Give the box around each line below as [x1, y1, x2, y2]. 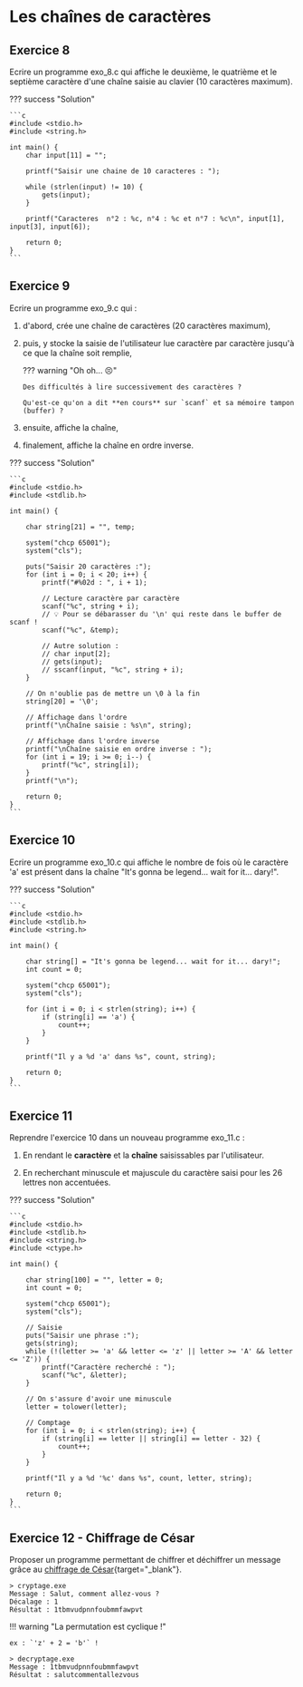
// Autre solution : [42, 641, 119, 650]
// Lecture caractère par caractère [42, 594, 180, 603]
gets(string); [25, 1339, 79, 1348]
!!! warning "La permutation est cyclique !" [9, 1621, 167, 1633]
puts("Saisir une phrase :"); [25, 1331, 140, 1341]
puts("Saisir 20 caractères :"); [25, 562, 152, 571]
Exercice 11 [9, 1109, 73, 1124]
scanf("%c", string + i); [42, 601, 140, 611]
